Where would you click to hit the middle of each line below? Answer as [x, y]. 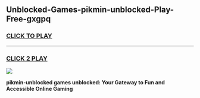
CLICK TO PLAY [29, 36]
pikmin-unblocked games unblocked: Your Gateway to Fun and [86, 82]
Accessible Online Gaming [40, 88]
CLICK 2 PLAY [27, 58]
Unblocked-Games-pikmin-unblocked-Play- [90, 10]
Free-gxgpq [29, 19]
